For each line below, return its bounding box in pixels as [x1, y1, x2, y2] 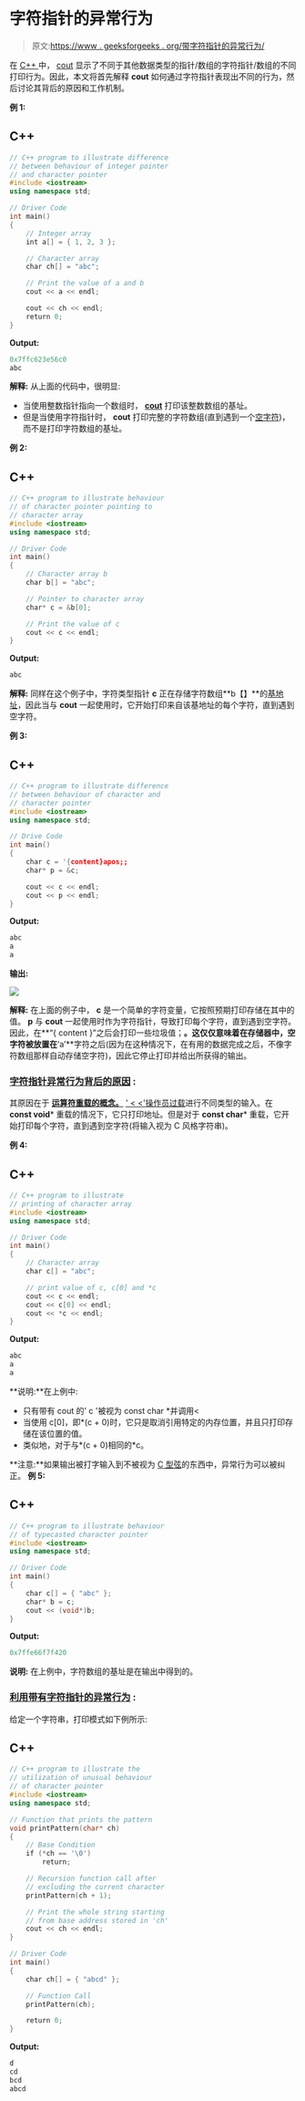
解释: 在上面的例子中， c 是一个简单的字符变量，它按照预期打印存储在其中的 [9, 1004, 295, 1015]
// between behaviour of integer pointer [9, 161, 169, 171]
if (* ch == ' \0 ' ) [25, 1849, 92, 1858]
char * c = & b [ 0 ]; [25, 603, 92, 612]
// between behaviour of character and [9, 790, 161, 799]
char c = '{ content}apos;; [25, 858, 128, 867]
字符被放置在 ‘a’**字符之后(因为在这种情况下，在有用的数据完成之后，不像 [9, 1039, 285, 1049]
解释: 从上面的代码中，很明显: [9, 380, 121, 392]
